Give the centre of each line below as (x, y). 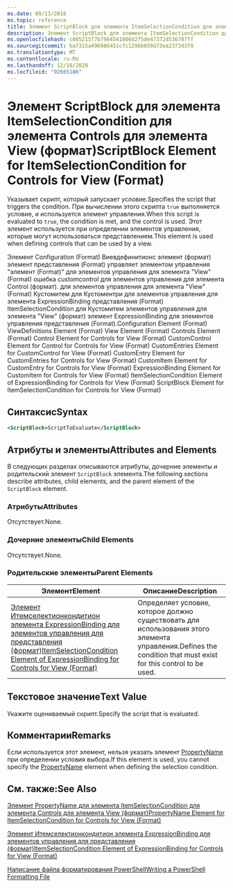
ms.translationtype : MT (42, 53)
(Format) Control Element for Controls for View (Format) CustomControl (109, 339)
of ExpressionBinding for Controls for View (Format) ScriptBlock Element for (116, 382)
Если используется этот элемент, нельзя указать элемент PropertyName (115, 752)
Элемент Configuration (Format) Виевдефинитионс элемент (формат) (109, 257)
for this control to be (171, 663)
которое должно (165, 611)
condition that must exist (178, 654)
